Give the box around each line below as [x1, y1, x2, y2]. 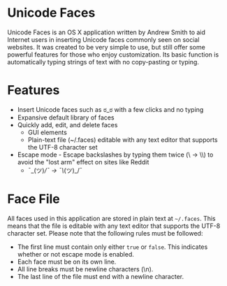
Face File [7, 191, 61, 207]
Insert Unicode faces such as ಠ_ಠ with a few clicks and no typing [17, 105, 204, 113]
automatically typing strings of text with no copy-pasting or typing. [7, 57, 199, 66]
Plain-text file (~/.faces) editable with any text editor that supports [27, 135, 218, 144]
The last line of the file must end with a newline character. [17, 272, 184, 280]
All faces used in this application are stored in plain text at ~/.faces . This [7, 214, 216, 222]
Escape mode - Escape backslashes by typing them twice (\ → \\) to [17, 150, 214, 159]
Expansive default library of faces [17, 113, 115, 122]
